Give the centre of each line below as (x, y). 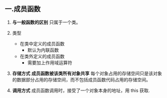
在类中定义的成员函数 (42, 43)
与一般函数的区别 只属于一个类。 (46, 22)
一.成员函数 (23, 9)
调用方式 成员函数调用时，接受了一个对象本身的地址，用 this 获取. (81, 90)
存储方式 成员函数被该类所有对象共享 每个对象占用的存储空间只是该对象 (87, 73)
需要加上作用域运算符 (50, 63)
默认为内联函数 (43, 50)
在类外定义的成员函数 (42, 56)
